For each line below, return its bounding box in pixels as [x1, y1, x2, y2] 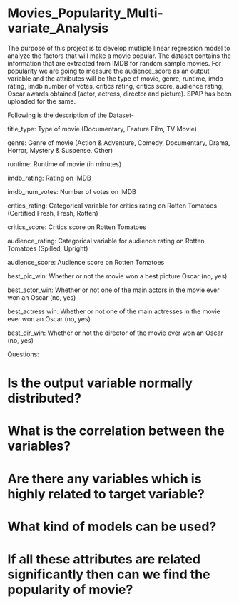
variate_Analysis [7, 20, 109, 36]
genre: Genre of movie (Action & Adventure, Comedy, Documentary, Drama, [7, 138, 230, 147]
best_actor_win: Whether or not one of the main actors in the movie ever [7, 286, 220, 294]
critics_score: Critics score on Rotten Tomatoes [7, 223, 146, 231]
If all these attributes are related [7, 551, 201, 567]
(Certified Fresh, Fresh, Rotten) [7, 208, 98, 217]
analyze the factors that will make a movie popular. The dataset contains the [7, 51, 232, 60]
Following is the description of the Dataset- [7, 111, 134, 119]
